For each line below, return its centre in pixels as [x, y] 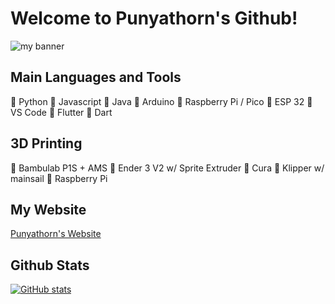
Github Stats [50, 265]
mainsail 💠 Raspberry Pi [59, 178]
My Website [48, 209]
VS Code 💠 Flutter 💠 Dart [61, 112]
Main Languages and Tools [96, 77]
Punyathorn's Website [56, 234]
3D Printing [46, 143]
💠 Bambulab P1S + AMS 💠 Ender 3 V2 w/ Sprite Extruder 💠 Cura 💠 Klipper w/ [167, 168]
